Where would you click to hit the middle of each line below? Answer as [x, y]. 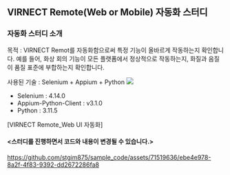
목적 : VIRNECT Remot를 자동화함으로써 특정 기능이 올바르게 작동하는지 [104, 50]
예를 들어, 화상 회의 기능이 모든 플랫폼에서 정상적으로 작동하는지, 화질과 [112, 59]
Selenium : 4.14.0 [41, 96]
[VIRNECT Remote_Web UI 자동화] [55, 124]
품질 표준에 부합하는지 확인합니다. [59, 67]
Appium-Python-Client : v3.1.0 [60, 103]
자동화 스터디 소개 [35, 34]
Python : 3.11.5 [37, 110]
